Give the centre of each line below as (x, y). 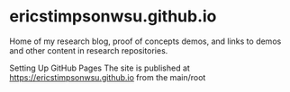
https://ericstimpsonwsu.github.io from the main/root (108, 77)
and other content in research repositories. (89, 50)
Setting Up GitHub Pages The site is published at (100, 68)
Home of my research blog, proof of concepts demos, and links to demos (145, 41)
